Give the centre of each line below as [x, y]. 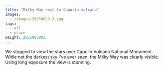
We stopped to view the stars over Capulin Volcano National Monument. [79, 51]
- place [18, 33]
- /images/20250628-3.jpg [37, 19]
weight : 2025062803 [25, 38]
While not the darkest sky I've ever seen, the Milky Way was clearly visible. [82, 57]
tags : [11, 24]
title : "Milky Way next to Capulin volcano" [52, 10]
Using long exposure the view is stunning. [48, 62]
